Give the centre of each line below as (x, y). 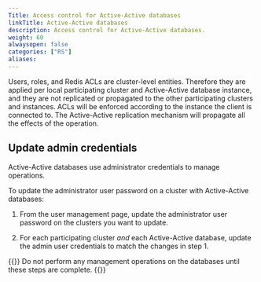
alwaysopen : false (38, 45)
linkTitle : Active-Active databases (68, 23)
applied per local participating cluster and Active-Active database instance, (130, 90)
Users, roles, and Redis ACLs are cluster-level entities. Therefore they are (127, 81)
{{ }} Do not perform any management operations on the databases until (124, 261)
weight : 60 (26, 37)
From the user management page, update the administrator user (123, 214)
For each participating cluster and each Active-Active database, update (135, 237)
